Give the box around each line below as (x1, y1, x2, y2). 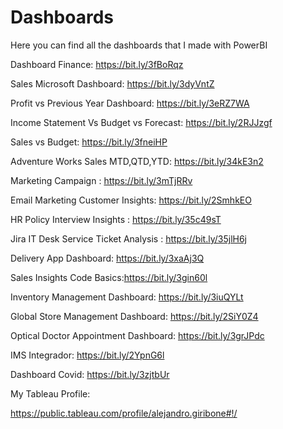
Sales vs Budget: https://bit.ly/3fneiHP (10, 136, 168, 148)
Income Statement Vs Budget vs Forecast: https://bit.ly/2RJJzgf (10, 116, 273, 128)
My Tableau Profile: (10, 387, 91, 400)
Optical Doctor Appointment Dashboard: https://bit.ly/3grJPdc (10, 329, 265, 341)
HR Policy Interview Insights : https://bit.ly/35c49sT (10, 213, 222, 225)
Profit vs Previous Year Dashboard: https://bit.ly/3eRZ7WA (10, 97, 250, 109)
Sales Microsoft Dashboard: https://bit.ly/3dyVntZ (10, 77, 215, 90)
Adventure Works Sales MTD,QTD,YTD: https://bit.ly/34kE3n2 (10, 155, 264, 167)
